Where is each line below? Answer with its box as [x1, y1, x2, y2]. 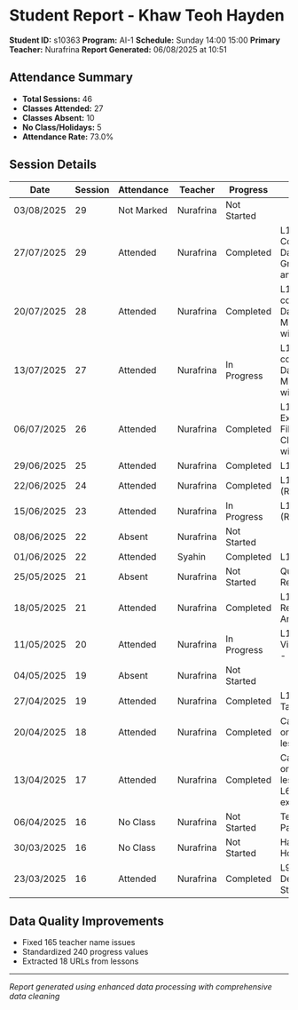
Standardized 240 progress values [21, 947, 149, 958]
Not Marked [118, 203, 169, 216]
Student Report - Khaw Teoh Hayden [9, 5, 286, 26]
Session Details [9, 157, 98, 172]
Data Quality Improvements [9, 913, 164, 928]
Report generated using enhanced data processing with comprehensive [9, 982, 272, 992]
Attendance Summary [9, 70, 133, 85]
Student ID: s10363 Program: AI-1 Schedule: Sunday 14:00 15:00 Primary [9, 35, 281, 45]
